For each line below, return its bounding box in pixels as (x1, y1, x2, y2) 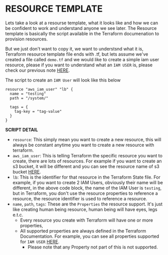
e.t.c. (12, 211, 24, 218)
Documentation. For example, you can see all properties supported (20, 233, 159, 239)
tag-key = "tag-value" (14, 109, 62, 114)
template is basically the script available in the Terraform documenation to (5, 30, 159, 36)
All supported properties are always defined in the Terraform (20, 228, 146, 234)
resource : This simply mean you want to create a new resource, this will (12, 136, 161, 142)
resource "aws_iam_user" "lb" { (5, 87, 73, 92)
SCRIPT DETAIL (5, 126, 38, 133)
